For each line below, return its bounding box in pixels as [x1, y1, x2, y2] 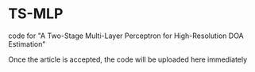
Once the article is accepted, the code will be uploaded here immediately [8, 55, 248, 64]
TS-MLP [8, 5, 64, 23]
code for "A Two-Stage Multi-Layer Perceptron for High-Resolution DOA [8, 31, 244, 40]
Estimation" [8, 39, 46, 48]
